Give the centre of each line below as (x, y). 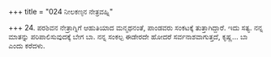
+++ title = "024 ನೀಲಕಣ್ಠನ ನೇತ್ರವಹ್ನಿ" (61, 12)
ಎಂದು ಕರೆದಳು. (27, 46)
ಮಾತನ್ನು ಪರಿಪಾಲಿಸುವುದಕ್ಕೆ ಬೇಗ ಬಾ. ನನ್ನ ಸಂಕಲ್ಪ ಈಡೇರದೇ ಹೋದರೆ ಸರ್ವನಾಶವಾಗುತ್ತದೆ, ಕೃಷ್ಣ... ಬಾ (128, 37)
